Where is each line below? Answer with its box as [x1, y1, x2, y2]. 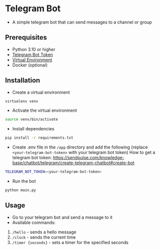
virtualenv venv [5, 99, 38, 103]
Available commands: [12, 219, 55, 225]
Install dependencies [12, 126, 55, 132]
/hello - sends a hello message [12, 229, 77, 235]
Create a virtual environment [12, 89, 70, 95]
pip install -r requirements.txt [5, 135, 74, 140]
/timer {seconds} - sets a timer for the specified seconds [12, 239, 129, 245]
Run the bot [12, 178, 36, 184]
